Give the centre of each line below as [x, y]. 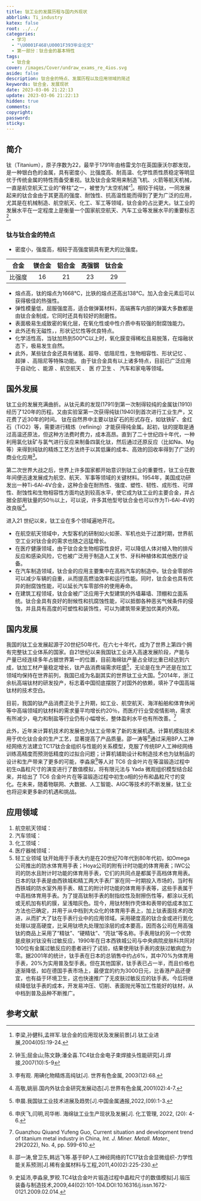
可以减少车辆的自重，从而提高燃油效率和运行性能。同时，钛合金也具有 [101, 578]
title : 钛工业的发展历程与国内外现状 [47, 12]
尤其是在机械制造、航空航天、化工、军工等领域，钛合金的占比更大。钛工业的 [100, 202]
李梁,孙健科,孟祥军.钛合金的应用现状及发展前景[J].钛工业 [84, 1035]
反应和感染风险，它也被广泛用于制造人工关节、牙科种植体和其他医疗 [99, 555]
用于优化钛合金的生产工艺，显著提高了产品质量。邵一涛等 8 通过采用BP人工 [98, 738]
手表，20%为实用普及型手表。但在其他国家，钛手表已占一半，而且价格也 [104, 963]
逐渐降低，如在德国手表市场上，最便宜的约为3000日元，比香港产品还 [100, 970]
